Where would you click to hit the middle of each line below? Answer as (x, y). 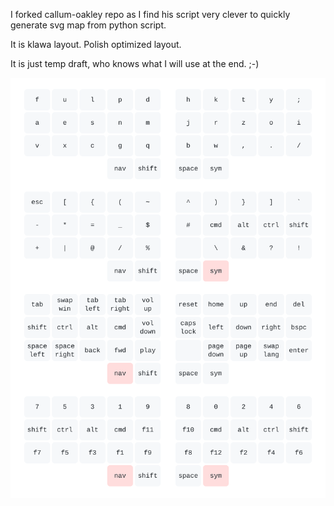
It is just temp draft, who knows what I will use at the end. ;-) (135, 63)
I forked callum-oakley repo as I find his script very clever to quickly (150, 14)
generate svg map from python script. (88, 25)
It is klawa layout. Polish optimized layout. (96, 44)
